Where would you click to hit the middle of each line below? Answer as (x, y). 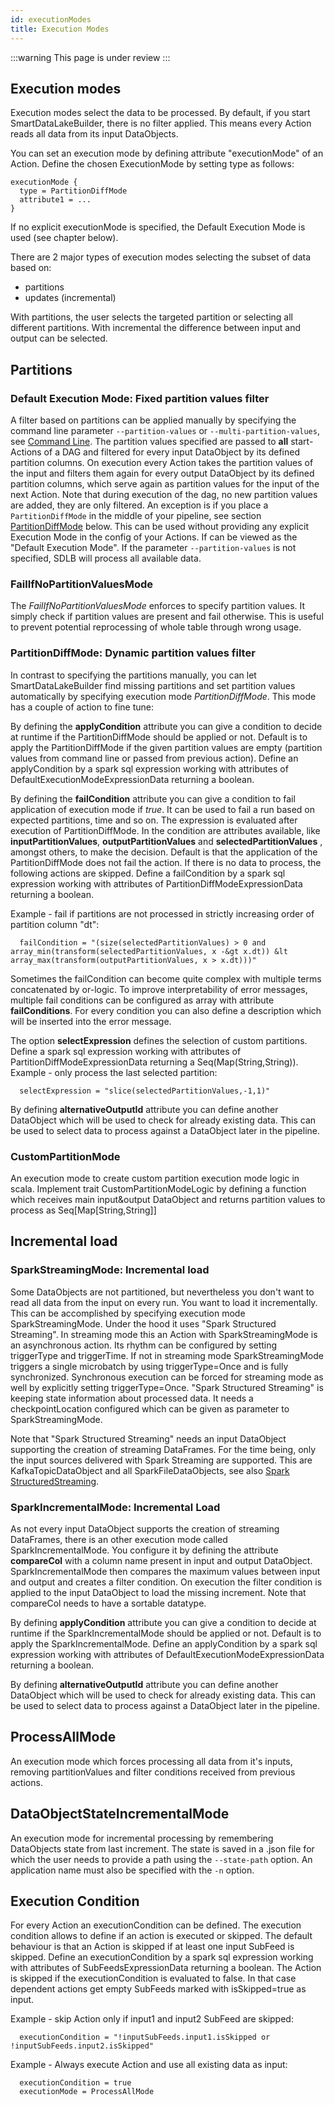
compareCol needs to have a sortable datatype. (108, 1603)
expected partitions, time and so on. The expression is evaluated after (154, 820)
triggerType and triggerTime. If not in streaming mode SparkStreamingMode (167, 1355)
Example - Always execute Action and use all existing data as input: (149, 2065)
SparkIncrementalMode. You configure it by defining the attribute (144, 1550)
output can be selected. (59, 338)
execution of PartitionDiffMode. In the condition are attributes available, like (165, 830)
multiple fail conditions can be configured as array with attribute (142, 1000)
